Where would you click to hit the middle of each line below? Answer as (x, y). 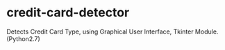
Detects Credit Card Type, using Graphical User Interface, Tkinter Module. (112, 32)
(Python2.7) (24, 38)
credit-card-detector (68, 13)
